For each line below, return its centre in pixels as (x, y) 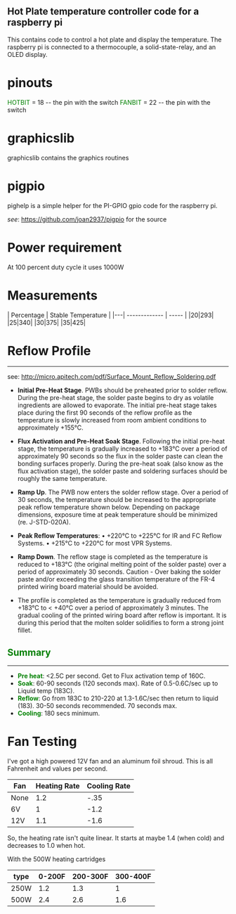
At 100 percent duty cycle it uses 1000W (66, 267)
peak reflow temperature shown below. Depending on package (109, 507)
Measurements (53, 295)
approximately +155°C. (50, 427)
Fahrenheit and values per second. (58, 768)
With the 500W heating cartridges (57, 859)
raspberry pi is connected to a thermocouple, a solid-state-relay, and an (112, 47)
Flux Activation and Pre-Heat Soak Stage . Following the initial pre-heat (121, 442)
